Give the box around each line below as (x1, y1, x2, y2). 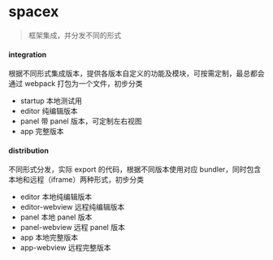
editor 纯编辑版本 (19, 106, 78, 116)
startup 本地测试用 (19, 96, 83, 106)
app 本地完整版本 (19, 232, 79, 242)
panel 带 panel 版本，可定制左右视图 (19, 116, 142, 126)
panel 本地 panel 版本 (19, 212, 93, 222)
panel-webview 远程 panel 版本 (19, 223, 126, 232)
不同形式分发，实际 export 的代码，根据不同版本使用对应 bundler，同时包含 (8, 165, 262, 175)
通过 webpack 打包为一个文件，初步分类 (8, 79, 144, 89)
